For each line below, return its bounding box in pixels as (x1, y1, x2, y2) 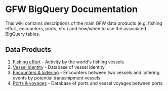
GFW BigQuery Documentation (5, 4, 138, 15)
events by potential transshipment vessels (12, 74, 101, 81)
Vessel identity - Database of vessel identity (12, 64, 105, 70)
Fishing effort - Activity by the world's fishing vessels (12, 59, 124, 65)
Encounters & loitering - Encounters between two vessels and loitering (12, 69, 160, 75)
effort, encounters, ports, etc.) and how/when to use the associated (5, 25, 147, 31)
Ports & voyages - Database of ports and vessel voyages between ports (12, 80, 163, 86)
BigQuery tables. (5, 31, 40, 37)
